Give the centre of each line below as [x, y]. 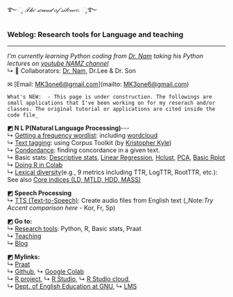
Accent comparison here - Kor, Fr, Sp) [61, 208]
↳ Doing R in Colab [35, 165]
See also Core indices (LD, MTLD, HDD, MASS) [74, 180]
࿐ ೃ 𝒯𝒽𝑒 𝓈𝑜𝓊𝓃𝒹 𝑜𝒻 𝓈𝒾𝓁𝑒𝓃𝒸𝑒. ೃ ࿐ [52, 9]
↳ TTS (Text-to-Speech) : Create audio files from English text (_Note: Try [110, 201]
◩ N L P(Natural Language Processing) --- [68, 128]
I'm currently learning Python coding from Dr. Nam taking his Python [105, 56]
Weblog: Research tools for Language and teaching [95, 34]
